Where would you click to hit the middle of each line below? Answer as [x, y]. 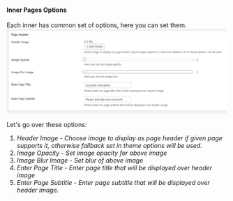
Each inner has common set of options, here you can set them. [97, 25]
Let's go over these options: [47, 124]
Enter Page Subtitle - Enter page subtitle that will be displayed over [113, 182]
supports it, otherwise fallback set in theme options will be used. [110, 145]
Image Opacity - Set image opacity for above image [92, 153]
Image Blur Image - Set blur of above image [80, 160]
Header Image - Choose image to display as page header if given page [119, 138]
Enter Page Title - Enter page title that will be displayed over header [114, 167]
